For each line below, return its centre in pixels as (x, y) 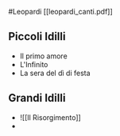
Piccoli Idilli (37, 36)
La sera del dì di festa (55, 73)
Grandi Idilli (37, 98)
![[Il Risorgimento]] (50, 117)
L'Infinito (34, 64)
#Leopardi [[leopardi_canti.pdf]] (60, 12)
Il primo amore (43, 56)
